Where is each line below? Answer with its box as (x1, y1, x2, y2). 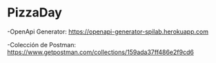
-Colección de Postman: (7, 40, 76, 49)
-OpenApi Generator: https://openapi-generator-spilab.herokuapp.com (7, 27, 209, 36)
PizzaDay (7, 5, 62, 21)
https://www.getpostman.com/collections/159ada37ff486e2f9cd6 (7, 48, 195, 56)
